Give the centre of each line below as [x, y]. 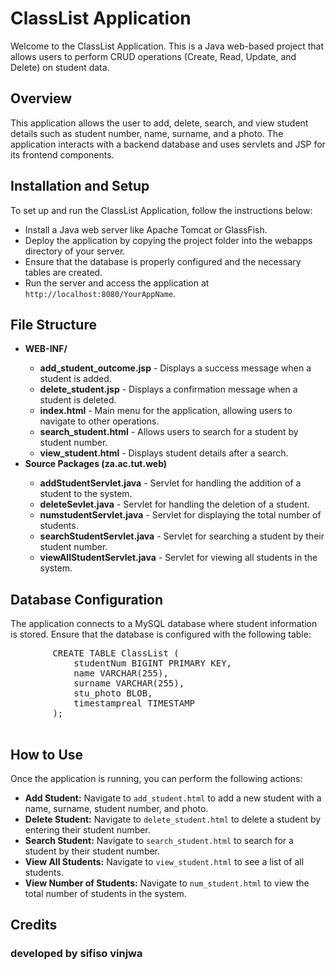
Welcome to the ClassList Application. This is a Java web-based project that [167, 46]
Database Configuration [87, 599]
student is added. [75, 379]
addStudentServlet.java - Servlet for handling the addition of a [170, 483]
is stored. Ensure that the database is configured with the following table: [161, 634]
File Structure [53, 324]
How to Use [47, 754]
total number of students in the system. [105, 893]
